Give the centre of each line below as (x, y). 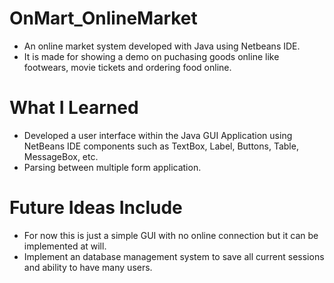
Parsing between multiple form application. (112, 167)
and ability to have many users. (88, 267)
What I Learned (74, 108)
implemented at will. (65, 246)
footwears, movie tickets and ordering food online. (127, 67)
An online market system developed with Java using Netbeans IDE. (162, 46)
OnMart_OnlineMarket (103, 18)
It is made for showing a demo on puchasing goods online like (151, 56)
